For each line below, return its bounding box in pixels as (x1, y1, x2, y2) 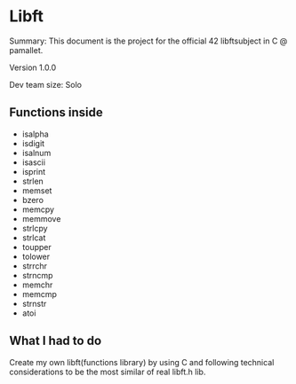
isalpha (21, 129, 49, 139)
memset (21, 184, 52, 196)
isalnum (21, 147, 52, 158)
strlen (21, 176, 44, 186)
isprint (21, 166, 46, 176)
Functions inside (9, 105, 104, 121)
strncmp (21, 270, 53, 280)
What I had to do (9, 333, 102, 349)
